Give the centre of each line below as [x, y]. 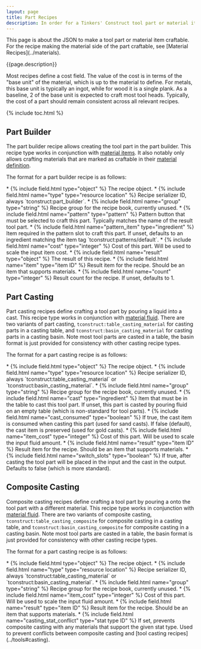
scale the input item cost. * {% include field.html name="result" [84, 253]
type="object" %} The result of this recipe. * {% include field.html [87, 259]
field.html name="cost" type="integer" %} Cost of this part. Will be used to [99, 246]
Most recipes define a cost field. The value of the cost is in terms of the [94, 76]
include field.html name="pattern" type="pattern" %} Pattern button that [96, 214]
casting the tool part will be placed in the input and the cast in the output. [96, 462]
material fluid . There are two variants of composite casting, [79, 514]
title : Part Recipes [32, 17]
